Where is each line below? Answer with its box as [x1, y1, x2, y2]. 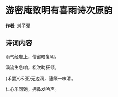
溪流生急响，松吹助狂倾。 [5, 64, 59, 70]
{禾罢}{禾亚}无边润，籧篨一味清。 [5, 75, 76, 81]
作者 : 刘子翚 [5, 22, 31, 29]
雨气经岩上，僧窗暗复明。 [5, 53, 59, 59]
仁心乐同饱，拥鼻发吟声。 [5, 86, 59, 92]
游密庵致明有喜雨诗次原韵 [5, 5, 113, 16]
